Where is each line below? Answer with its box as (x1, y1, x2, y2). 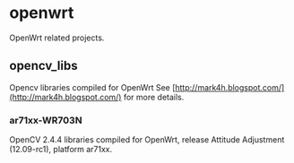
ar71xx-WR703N (9, 114, 82, 126)
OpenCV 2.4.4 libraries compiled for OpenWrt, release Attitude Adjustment (9, 134, 285, 145)
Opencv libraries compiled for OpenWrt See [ (9, 81, 176, 92)
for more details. (123, 91, 185, 102)
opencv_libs (9, 58, 78, 73)
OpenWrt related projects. (9, 32, 105, 43)
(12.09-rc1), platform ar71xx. (9, 144, 113, 155)
